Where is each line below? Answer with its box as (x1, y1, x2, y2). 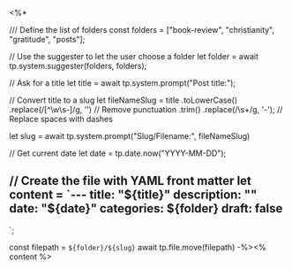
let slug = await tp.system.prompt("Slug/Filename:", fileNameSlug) (9, 131, 251, 141)
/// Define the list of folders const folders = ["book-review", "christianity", (9, 25, 275, 35)
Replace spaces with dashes (9, 114, 113, 124)
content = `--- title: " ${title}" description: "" (9, 188, 258, 203)
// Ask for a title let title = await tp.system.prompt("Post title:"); (9, 78, 236, 88)
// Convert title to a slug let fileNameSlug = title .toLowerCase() (9, 95, 238, 105)
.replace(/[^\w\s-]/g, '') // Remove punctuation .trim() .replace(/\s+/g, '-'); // (9, 104, 283, 114)
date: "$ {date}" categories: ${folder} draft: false (9, 201, 283, 216)
